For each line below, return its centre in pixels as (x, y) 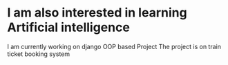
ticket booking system (39, 54)
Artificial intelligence (68, 27)
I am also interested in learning (97, 13)
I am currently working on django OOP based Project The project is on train (114, 46)
